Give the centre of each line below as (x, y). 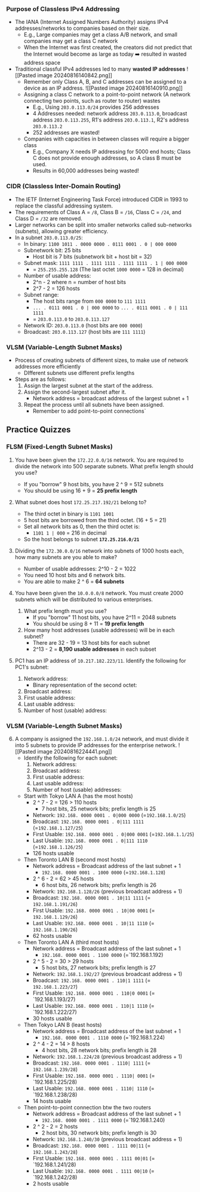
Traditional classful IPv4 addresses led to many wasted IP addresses (100, 69)
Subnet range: (41, 294)
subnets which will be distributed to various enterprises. (84, 599)
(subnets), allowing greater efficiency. (61, 231)
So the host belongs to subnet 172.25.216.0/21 (81, 539)
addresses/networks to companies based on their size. (82, 28)
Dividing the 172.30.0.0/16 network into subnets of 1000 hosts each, (99, 551)
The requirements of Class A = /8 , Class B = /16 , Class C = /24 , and (98, 212)
